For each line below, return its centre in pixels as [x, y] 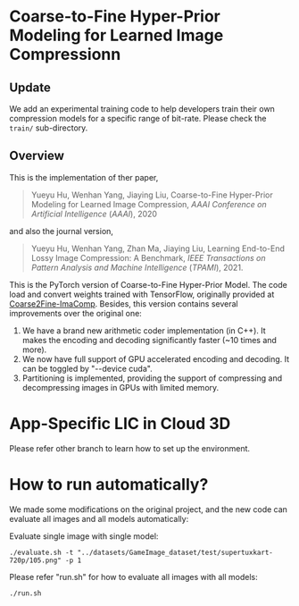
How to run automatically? [109, 484]
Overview [37, 156]
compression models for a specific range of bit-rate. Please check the [138, 118]
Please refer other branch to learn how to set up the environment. [130, 448]
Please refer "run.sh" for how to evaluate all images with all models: [134, 577]
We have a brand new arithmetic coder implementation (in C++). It [144, 330]
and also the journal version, [62, 231]
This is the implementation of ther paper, [84, 177]
